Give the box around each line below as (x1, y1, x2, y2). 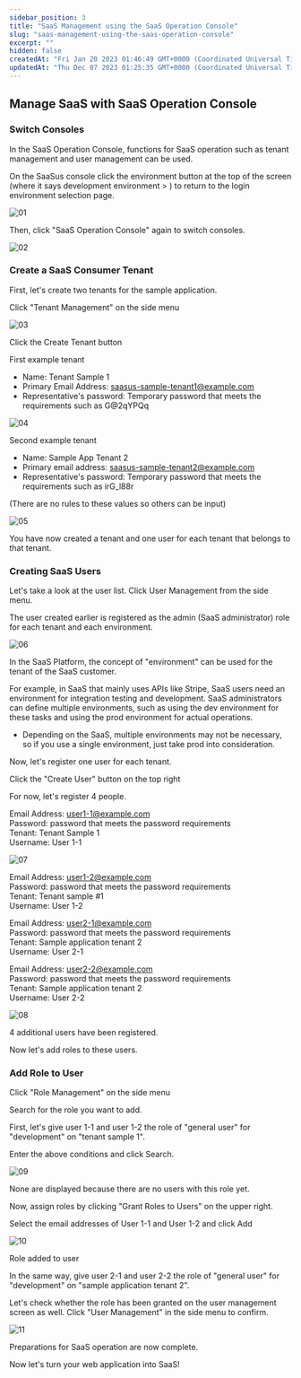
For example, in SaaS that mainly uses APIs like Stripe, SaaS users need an (9, 684, 285, 694)
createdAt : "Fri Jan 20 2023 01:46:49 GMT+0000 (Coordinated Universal (9, 55, 282, 64)
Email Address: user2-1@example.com (9, 918, 152, 929)
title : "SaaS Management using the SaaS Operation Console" (9, 22, 239, 31)
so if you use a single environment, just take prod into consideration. (21, 739, 275, 750)
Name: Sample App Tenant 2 (21, 452, 129, 463)
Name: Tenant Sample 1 (21, 371, 110, 382)
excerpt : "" (9, 38, 54, 48)
